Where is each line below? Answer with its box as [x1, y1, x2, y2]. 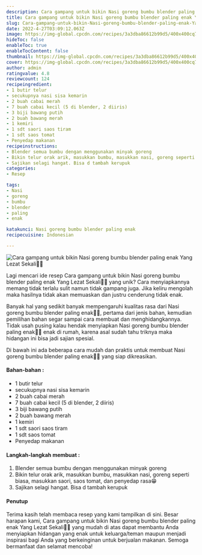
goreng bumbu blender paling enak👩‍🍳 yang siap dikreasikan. [6, 353, 158, 360]
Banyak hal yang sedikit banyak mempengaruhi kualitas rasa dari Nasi [6, 302, 179, 310]
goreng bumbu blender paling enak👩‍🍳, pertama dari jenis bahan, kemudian [6, 309, 192, 316]
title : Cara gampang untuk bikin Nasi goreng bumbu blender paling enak [6, 14, 192, 20]
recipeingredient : [6, 82, 52, 88]
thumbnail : [6, 54, 34, 60]
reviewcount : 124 [6, 76, 50, 82]
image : [6, 31, 23, 37]
